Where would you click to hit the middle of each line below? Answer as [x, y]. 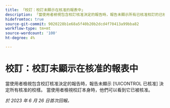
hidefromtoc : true [25, 19]
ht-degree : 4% [20, 38]
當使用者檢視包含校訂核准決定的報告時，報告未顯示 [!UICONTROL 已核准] [82, 83]
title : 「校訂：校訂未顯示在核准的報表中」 [45, 10]
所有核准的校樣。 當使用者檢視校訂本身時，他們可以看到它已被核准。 [81, 90]
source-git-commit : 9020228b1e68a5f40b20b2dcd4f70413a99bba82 [72, 24]
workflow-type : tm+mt [28, 29]
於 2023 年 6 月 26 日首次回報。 [39, 100]
